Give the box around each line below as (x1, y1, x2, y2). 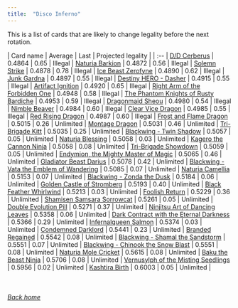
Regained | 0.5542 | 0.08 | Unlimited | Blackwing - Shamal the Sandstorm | (7, 233, 226, 241)
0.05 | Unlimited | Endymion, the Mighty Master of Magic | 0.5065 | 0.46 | (7, 149, 222, 158)
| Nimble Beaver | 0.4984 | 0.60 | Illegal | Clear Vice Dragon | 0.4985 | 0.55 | (7, 104, 231, 112)
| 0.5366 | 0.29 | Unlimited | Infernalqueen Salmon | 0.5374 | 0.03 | (7, 218, 202, 226)
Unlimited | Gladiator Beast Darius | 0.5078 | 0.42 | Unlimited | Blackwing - (7, 157, 225, 166)
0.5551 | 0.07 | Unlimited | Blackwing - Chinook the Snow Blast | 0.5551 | (7, 240, 219, 249)
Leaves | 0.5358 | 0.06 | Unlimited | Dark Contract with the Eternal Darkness (7, 210, 230, 218)
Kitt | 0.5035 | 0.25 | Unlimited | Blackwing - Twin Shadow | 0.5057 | (31, 127, 231, 135)
